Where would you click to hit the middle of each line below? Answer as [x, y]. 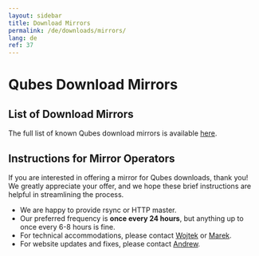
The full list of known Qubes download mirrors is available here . [113, 133]
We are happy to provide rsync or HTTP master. [98, 210]
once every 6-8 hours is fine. [67, 226]
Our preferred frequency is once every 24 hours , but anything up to [132, 218]
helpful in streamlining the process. [66, 194]
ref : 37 [21, 45]
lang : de [23, 38]
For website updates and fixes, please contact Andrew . [110, 243]
